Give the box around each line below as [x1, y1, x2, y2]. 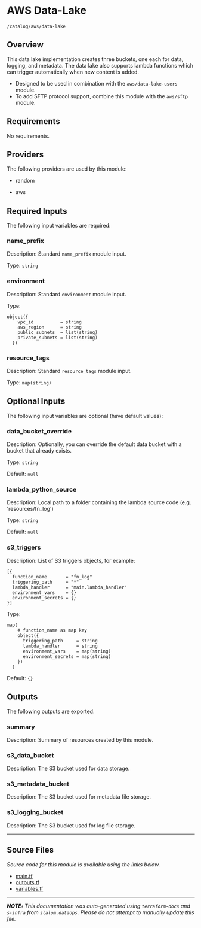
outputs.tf [15, 878, 40, 886]
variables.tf [15, 885, 44, 892]
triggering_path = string [22, 638, 98, 644]
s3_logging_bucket [7, 808, 64, 817]
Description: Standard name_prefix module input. [7, 250, 127, 257]
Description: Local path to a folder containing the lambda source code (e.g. [7, 499, 191, 506]
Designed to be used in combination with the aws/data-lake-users [15, 80, 178, 87]
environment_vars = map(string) [22, 648, 112, 654]
